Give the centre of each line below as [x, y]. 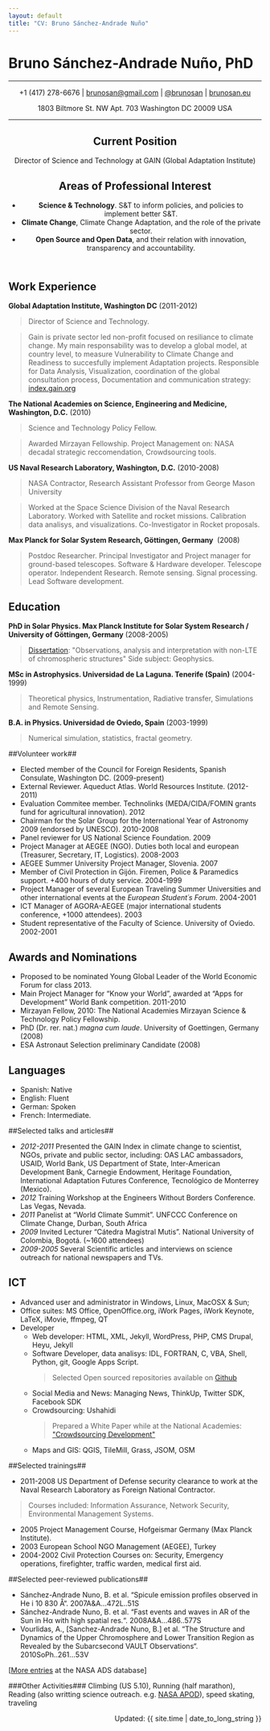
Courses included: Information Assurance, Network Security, [129, 1505]
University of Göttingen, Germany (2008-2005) [88, 635]
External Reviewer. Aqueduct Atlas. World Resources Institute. [123, 787]
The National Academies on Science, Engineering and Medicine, [118, 404]
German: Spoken [48, 1106]
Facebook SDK [57, 1401]
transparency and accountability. [141, 248]
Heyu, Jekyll [53, 1345]
